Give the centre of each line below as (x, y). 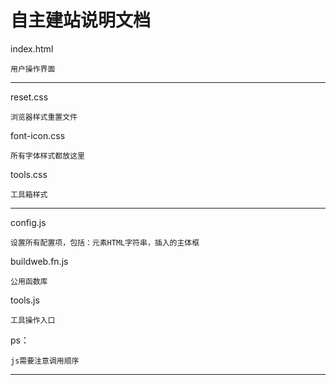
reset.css (29, 97)
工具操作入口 (33, 320)
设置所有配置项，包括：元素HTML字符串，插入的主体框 (105, 242)
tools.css (29, 174)
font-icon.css (38, 135)
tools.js (25, 300)
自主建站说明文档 (81, 20)
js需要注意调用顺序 (45, 361)
